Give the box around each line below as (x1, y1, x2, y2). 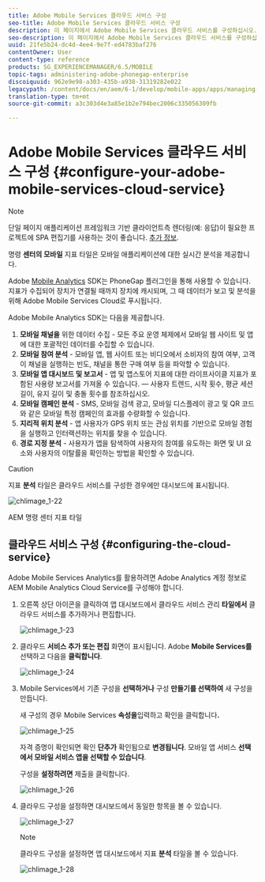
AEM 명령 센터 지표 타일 (8, 513, 83, 522)
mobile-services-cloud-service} (8, 180, 226, 199)
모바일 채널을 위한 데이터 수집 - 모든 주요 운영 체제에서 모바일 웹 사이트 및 (19, 330, 246, 339)
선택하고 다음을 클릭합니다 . (19, 651, 103, 661)
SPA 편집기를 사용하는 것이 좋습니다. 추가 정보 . (35, 233, 179, 242)
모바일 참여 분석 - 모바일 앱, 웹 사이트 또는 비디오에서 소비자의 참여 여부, (19, 350, 241, 359)
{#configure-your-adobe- (52, 163, 226, 181)
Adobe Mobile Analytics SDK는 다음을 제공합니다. (8, 313, 165, 323)
